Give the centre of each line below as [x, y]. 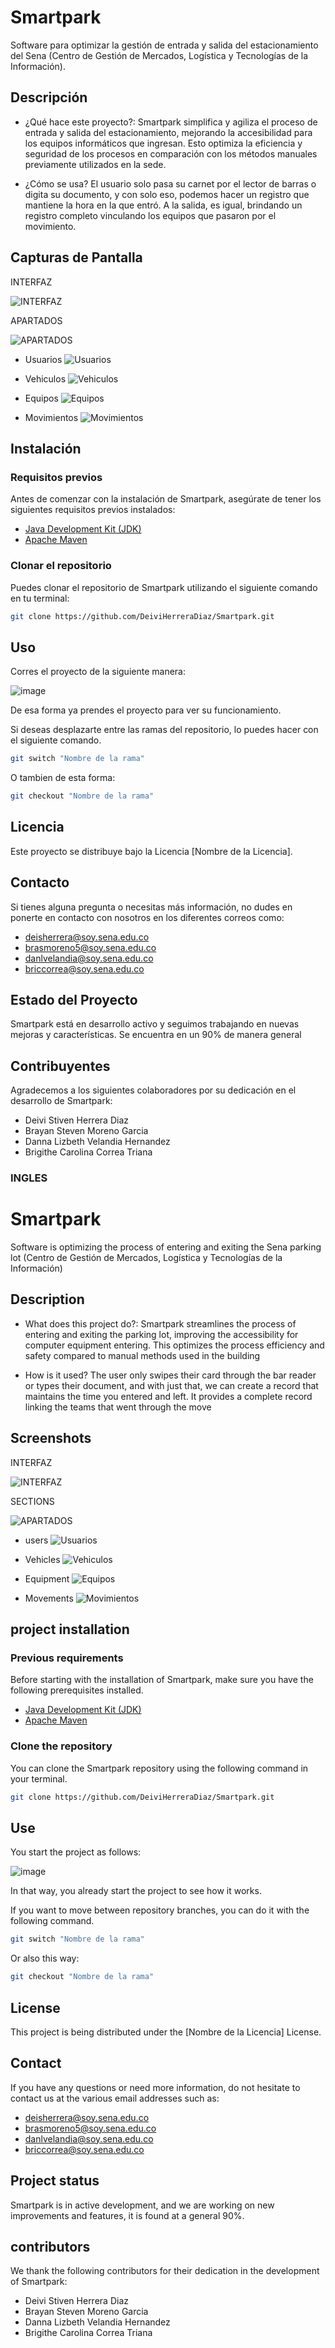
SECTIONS [32, 1501]
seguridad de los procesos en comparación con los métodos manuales [171, 153]
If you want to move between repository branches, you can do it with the [160, 1910]
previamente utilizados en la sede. [95, 164]
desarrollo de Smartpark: [61, 1101]
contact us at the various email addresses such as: [115, 2098]
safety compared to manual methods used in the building [142, 1355]
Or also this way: [45, 1958]
